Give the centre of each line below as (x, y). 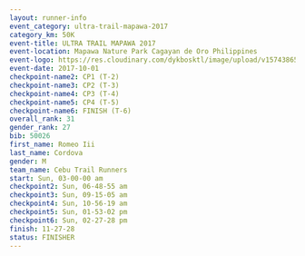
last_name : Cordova (46, 153)
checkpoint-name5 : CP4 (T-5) (64, 102)
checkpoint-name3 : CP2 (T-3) (64, 85)
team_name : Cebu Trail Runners (69, 170)
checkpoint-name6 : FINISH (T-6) (70, 111)
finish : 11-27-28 (42, 229)
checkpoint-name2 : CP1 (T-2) (64, 77)
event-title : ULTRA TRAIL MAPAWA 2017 (83, 43)
